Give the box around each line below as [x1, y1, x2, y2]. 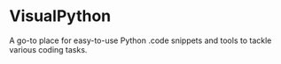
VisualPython [9, 6, 112, 26]
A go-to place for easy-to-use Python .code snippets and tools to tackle [9, 35, 272, 46]
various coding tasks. [9, 44, 88, 54]
